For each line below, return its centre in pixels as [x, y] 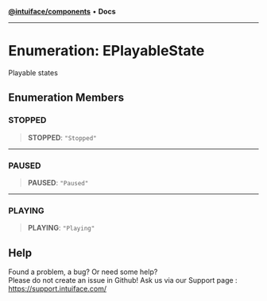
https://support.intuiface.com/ [58, 289]
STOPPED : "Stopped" [62, 137]
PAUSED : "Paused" [58, 182]
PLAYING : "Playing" [61, 228]
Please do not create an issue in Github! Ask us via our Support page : [123, 280]
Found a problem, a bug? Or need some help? [83, 272]
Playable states [33, 72]
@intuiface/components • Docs [62, 11]
